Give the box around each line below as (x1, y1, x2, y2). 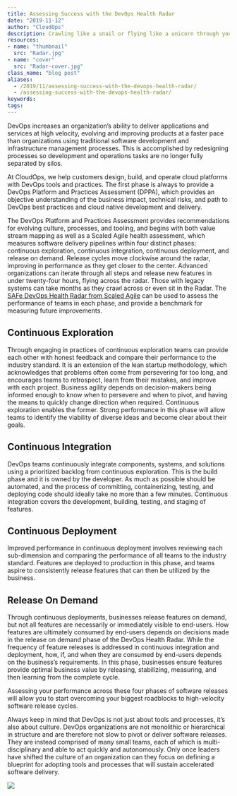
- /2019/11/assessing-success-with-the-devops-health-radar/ (13, 83, 197, 90)
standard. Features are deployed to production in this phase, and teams (7, 559, 215, 567)
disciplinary (7, 745, 41, 754)
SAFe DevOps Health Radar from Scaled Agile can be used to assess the (7, 291, 219, 300)
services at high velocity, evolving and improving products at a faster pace (7, 128, 224, 138)
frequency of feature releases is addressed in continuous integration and (7, 643, 219, 651)
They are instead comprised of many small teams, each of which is (7, 738, 202, 747)
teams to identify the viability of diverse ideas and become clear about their (7, 413, 227, 421)
